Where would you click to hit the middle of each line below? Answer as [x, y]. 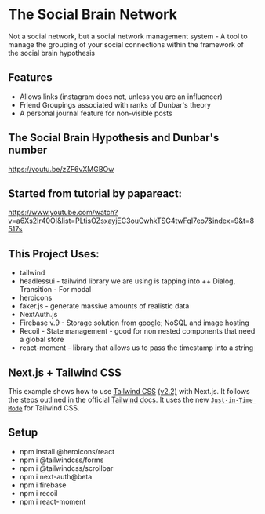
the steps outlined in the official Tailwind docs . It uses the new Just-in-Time [131, 399]
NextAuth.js [38, 315]
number [28, 150]
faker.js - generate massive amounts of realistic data [104, 306]
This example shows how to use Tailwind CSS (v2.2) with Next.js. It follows [129, 391]
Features [30, 77]
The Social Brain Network [93, 15]
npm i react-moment [53, 501]
